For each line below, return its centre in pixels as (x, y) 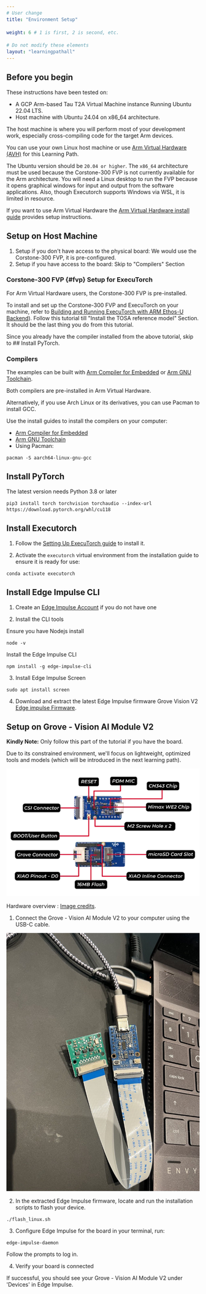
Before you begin (40, 78)
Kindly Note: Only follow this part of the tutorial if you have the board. (95, 742)
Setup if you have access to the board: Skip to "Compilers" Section (100, 264)
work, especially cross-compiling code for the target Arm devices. (90, 136)
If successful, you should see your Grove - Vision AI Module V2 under (94, 1278)
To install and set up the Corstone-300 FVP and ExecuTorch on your (93, 305)
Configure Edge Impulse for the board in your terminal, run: (90, 1231)
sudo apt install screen (38, 690)
